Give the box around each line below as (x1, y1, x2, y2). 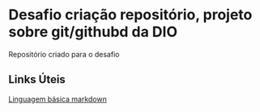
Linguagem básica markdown (8, 94, 107, 104)
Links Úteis (8, 73, 66, 86)
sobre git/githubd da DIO (8, 23, 178, 41)
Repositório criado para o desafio (8, 49, 120, 59)
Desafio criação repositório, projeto (8, 6, 253, 24)
